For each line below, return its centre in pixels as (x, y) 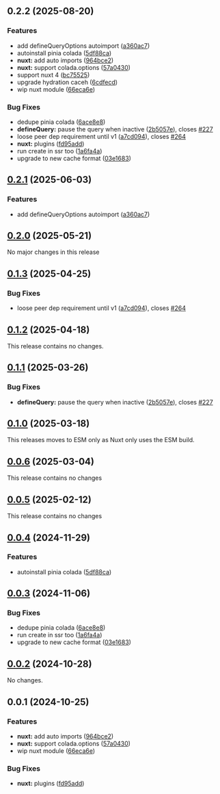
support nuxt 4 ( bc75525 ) (53, 75)
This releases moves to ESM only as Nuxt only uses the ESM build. (101, 440)
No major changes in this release (53, 252)
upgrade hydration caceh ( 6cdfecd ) (67, 82)
